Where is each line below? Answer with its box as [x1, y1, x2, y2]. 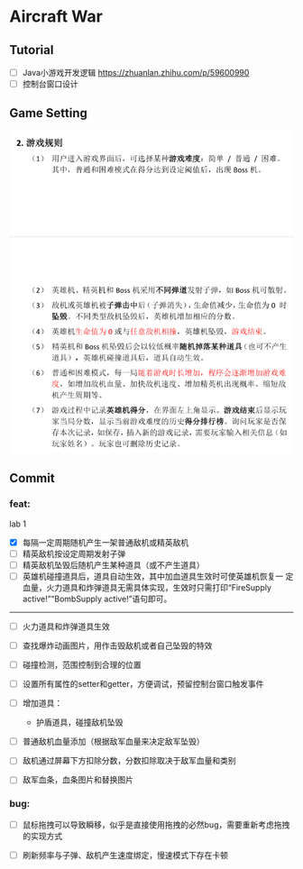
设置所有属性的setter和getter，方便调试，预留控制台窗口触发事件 [22, 679, 264, 690]
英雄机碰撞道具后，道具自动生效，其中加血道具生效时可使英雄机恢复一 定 [22, 571, 294, 581]
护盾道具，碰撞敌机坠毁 [35, 717, 124, 727]
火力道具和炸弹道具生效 [22, 620, 110, 632]
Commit [9, 471, 56, 486]
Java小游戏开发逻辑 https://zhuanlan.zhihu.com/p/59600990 [22, 68, 250, 78]
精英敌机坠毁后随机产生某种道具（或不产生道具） [22, 559, 205, 570]
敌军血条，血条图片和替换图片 [22, 774, 133, 785]
